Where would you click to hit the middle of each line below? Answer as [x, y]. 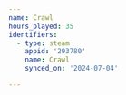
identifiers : [33, 34]
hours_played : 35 [41, 26]
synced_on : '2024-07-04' [72, 69]
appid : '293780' [56, 52]
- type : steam [43, 43]
